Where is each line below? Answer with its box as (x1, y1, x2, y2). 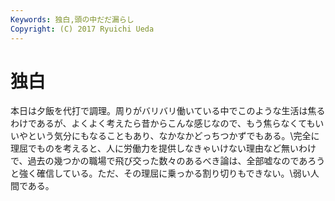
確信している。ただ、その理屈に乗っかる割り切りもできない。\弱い (36, 167, 311, 180)
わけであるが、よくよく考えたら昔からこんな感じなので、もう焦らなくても (10, 117, 316, 130)
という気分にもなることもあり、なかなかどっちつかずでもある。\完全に (27, 130, 320, 142)
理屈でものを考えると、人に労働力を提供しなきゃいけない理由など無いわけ (10, 142, 317, 155)
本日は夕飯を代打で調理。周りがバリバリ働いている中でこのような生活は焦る (10, 105, 326, 117)
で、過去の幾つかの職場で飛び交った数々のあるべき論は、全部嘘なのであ (10, 155, 308, 167)
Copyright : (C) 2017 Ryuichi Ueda (10, 24, 155, 34)
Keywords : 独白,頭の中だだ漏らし (10, 14, 135, 25)
